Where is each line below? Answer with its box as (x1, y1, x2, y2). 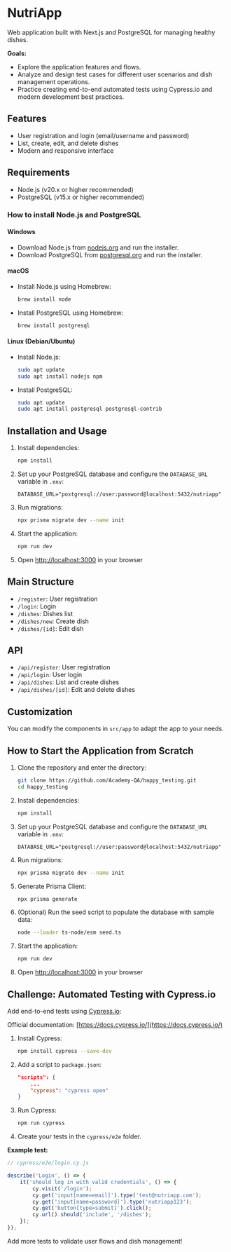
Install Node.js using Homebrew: (17, 282, 111, 290)
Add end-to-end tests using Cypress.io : (7, 1007, 122, 1015)
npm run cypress (17, 1120, 65, 1127)
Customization (7, 706, 73, 718)
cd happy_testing (17, 783, 69, 790)
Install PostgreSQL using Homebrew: (17, 308, 124, 317)
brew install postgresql (17, 322, 90, 329)
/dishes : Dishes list (17, 609, 73, 618)
